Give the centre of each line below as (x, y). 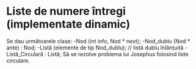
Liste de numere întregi (66, 11)
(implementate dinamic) (68, 24)
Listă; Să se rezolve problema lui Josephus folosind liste (118, 54)
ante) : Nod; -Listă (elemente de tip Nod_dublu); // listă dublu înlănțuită (95, 48)
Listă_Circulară (25, 54)
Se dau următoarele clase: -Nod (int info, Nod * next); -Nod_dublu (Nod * (98, 41)
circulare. (18, 60)
